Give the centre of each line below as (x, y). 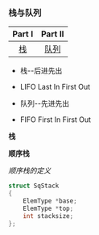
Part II (52, 34)
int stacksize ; (48, 216)
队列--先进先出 (45, 103)
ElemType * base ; (50, 201)
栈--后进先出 (41, 71)
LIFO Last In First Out (55, 87)
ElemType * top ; (48, 208)
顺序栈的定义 (29, 170)
